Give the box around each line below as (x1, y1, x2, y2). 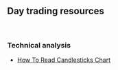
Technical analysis (7, 40, 71, 50)
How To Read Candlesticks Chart (16, 56, 111, 64)
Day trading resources (7, 5, 104, 17)
